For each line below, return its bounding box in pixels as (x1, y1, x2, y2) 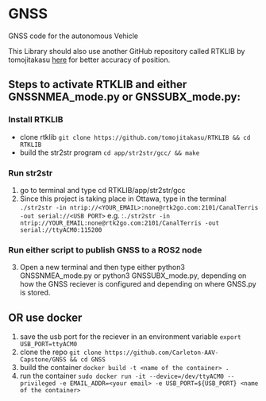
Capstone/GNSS (19, 356, 67, 364)
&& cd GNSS (70, 356, 106, 364)
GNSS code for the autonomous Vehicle (8, 31, 139, 40)
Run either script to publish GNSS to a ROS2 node (8, 244, 202, 255)
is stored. (19, 287, 51, 298)
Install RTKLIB (8, 114, 64, 125)
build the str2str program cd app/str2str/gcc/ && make (19, 148, 200, 157)
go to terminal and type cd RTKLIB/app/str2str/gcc (19, 185, 186, 195)
